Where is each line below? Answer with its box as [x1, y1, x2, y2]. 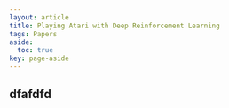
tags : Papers [9, 29, 58, 38]
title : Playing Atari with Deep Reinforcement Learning [9, 21, 220, 30]
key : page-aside [9, 54, 69, 63]
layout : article [9, 12, 69, 22]
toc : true [17, 46, 53, 55]
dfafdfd [9, 87, 51, 102]
